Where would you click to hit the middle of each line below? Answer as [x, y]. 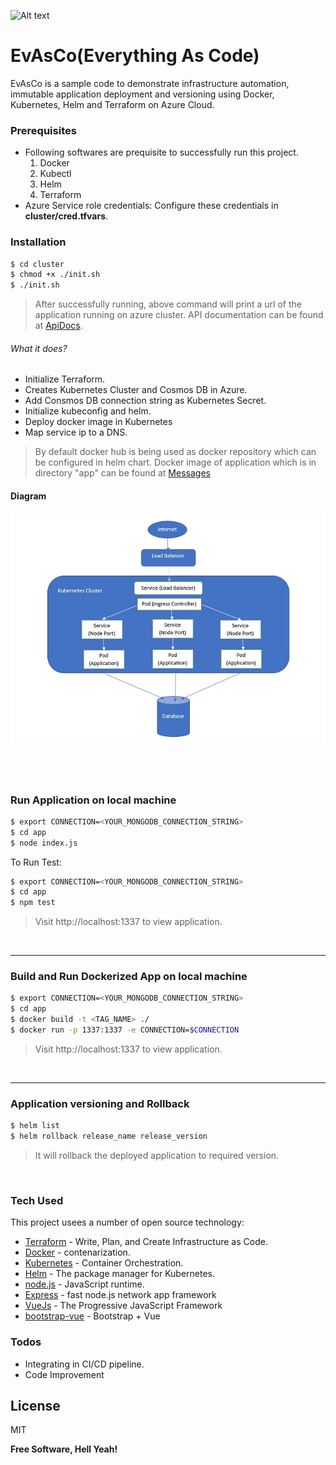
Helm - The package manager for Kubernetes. [120, 1274]
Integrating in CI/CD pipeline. [84, 1364]
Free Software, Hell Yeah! [64, 1449]
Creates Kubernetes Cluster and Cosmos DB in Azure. [136, 390]
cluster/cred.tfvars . [66, 216]
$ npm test [33, 903]
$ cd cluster [37, 264]
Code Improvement [64, 1374]
